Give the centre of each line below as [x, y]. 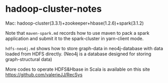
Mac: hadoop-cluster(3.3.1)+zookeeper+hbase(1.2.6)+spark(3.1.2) [75, 23]
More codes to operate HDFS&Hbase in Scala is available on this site [78, 69]
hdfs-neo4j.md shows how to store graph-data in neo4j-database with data [84, 48]
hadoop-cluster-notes [54, 9]
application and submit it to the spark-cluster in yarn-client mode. [75, 38]
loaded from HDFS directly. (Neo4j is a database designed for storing [78, 54]
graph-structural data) [29, 59]
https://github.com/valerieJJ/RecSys [44, 74]
